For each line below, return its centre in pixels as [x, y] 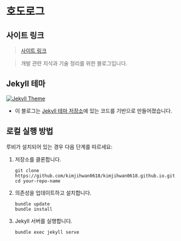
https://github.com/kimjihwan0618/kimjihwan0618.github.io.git [95, 176]
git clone [27, 170]
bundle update [32, 204]
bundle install [34, 209]
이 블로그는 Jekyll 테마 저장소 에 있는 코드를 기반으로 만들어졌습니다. [93, 110]
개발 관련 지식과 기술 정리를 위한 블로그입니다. [74, 63]
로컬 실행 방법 [30, 131]
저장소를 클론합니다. [38, 159]
